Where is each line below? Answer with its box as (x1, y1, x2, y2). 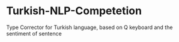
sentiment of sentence (6, 30, 62, 37)
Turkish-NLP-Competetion (6, 4, 142, 18)
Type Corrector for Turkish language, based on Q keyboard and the (6, 24, 173, 31)
